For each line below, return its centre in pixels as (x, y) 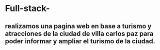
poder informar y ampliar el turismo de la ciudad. (80, 41)
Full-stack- (27, 8)
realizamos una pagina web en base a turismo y (78, 26)
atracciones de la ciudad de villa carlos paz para (79, 33)
